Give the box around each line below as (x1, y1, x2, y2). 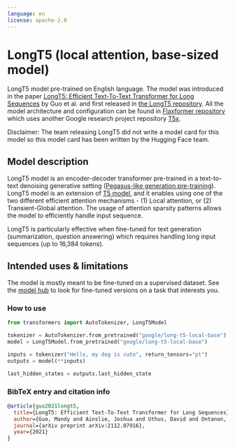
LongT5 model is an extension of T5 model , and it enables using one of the (7, 189, 223, 198)
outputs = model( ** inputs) (7, 357, 86, 364)
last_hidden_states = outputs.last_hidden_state (7, 370, 152, 377)
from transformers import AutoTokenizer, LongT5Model (7, 319, 168, 326)
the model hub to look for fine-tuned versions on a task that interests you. (7, 286, 220, 294)
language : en (7, 10, 45, 17)
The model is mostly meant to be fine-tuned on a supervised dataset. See (7, 279, 220, 287)
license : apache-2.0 (7, 17, 68, 24)
